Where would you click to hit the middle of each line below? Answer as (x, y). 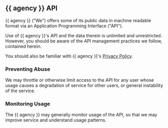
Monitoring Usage (28, 104)
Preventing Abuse (28, 69)
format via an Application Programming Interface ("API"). (64, 26)
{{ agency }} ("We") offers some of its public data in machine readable (78, 20)
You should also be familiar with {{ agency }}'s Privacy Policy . (69, 56)
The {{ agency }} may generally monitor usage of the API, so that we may (81, 115)
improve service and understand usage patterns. (56, 120)
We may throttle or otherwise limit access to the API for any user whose (80, 80)
